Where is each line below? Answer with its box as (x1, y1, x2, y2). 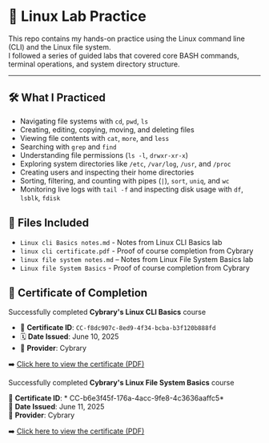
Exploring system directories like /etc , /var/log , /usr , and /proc (19, 159, 231, 168)
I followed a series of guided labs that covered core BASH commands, (8, 50, 240, 60)
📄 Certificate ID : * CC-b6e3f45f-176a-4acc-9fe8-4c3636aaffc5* (8, 393, 224, 403)
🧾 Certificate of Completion (8, 286, 148, 300)
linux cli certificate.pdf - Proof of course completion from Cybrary (19, 246, 254, 256)
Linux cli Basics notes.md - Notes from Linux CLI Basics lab (19, 237, 223, 247)
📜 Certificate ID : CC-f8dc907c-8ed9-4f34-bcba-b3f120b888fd (19, 323, 216, 332)
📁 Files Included (8, 216, 90, 230)
